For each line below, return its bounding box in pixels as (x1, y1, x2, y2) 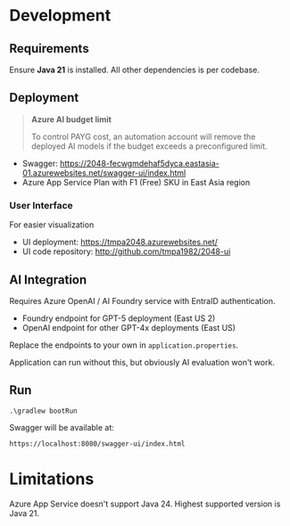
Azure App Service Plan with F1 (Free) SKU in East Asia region (21, 177, 251, 187)
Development (9, 5, 112, 26)
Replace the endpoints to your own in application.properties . (9, 340, 239, 350)
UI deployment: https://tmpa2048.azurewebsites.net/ (21, 237, 219, 248)
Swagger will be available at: (9, 422, 114, 432)
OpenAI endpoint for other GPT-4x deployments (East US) (21, 322, 236, 333)
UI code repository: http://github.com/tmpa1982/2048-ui (21, 246, 231, 257)
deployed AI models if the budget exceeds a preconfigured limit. (30, 140, 268, 152)
